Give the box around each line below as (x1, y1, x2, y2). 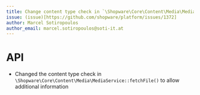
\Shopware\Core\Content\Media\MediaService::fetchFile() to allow (14, 77, 180, 84)
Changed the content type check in (14, 71, 102, 78)
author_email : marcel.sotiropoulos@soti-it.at (6, 25, 124, 31)
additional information (14, 83, 69, 90)
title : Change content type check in (6, 8, 100, 15)
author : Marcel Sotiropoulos (6, 20, 79, 26)
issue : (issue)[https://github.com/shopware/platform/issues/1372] (6, 14, 177, 20)
